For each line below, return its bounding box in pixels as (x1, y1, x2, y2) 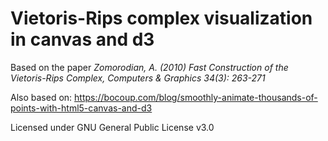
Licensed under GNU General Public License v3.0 (10, 121, 215, 133)
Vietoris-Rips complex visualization (10, 7, 313, 30)
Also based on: (10, 91, 73, 103)
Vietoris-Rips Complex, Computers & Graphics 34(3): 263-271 (10, 72, 266, 84)
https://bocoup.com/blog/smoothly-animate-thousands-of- (74, 91, 318, 103)
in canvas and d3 (10, 28, 155, 51)
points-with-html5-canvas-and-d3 (10, 102, 153, 114)
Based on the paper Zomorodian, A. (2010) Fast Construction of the (10, 61, 289, 73)
